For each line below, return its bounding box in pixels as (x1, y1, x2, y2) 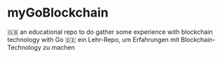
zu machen (43, 43, 76, 51)
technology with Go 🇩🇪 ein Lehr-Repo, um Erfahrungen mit (7, 35, 180, 43)
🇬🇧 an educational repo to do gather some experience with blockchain (7, 28, 213, 36)
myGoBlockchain (7, 5, 109, 21)
